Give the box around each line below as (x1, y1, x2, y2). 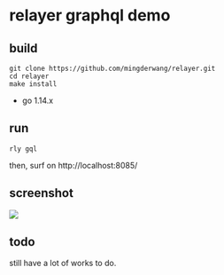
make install (9, 80, 58, 89)
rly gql (9, 144, 38, 153)
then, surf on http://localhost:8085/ (9, 160, 138, 170)
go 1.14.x (21, 95, 54, 106)
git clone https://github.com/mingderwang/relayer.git (9, 64, 216, 73)
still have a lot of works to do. (9, 258, 117, 269)
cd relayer (9, 72, 50, 81)
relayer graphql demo (9, 5, 171, 26)
